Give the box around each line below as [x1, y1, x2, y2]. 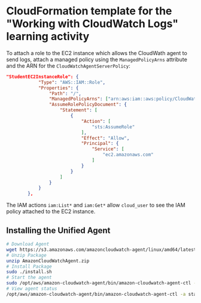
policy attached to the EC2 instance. [6, 208, 96, 215]
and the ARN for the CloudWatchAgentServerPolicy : [6, 62, 130, 69]
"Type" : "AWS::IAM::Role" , [38, 79, 106, 85]
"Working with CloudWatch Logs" [6, 17, 178, 31]
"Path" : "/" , [48, 90, 82, 96]
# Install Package [6, 263, 52, 269]
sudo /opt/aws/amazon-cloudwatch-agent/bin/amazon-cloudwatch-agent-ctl [6, 280, 191, 286]
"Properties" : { [38, 85, 79, 91]
